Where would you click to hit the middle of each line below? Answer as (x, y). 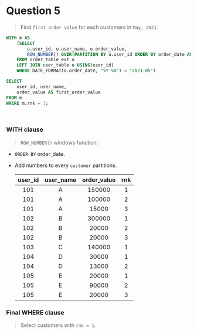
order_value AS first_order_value (59, 92)
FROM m (14, 98)
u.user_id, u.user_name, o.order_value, (77, 49)
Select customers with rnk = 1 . (58, 325)
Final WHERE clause (35, 312)
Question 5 (33, 11)
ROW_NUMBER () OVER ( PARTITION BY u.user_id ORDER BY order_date (106, 54)
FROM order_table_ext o (46, 60)
